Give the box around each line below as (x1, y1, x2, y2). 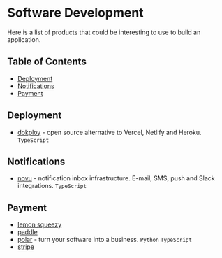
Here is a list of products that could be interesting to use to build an (7, 28, 201, 36)
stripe (17, 243, 35, 251)
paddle (17, 228, 38, 236)
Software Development (7, 5, 145, 21)
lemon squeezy (17, 220, 62, 229)
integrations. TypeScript (17, 182, 87, 190)
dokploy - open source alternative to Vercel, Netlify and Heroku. (17, 128, 202, 136)
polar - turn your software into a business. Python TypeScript (17, 236, 192, 244)
